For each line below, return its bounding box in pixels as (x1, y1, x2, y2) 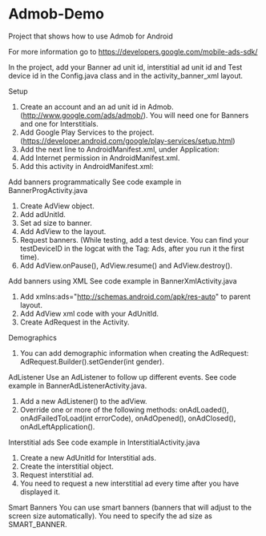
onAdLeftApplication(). (19, 421, 95, 431)
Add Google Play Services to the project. (19, 127, 155, 137)
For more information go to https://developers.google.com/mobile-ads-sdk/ (8, 46, 258, 56)
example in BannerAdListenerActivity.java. (8, 381, 147, 390)
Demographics (8, 332, 58, 342)
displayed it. (19, 486, 61, 497)
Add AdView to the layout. (19, 226, 107, 236)
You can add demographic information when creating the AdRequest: (19, 348, 249, 357)
